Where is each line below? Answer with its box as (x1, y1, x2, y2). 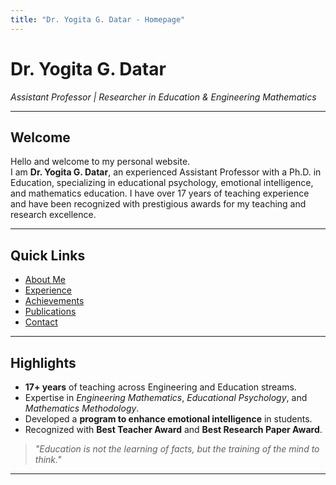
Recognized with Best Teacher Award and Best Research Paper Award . (24, 424, 323, 435)
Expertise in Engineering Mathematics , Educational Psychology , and (24, 392, 308, 403)
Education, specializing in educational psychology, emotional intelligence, (10, 177, 314, 189)
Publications (24, 306, 77, 318)
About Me (24, 274, 67, 286)
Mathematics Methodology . (24, 402, 140, 414)
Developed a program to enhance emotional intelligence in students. (24, 413, 313, 425)
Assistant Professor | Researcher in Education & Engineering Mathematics (10, 91, 317, 103)
